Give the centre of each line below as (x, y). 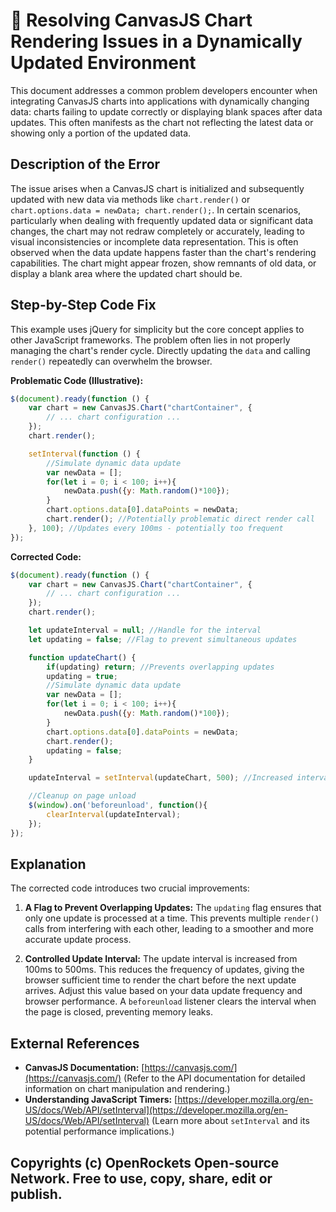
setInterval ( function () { (84, 454)
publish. (36, 1194)
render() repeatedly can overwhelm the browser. (111, 361)
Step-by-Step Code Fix (83, 305)
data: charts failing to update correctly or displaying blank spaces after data (166, 111)
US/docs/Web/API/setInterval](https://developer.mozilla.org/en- (156, 1110)
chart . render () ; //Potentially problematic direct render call (180, 519)
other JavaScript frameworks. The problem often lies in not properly (150, 340)
